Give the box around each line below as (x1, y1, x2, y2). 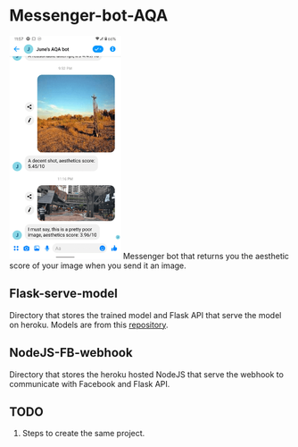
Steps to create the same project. (21, 428, 145, 439)
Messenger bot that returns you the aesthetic (122, 250, 290, 261)
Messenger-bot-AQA (9, 5, 169, 26)
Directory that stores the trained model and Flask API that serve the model (9, 309, 282, 320)
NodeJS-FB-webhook (9, 345, 133, 360)
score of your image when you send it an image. (9, 260, 187, 271)
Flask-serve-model (9, 286, 118, 301)
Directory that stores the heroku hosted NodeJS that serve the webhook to (9, 368, 284, 380)
